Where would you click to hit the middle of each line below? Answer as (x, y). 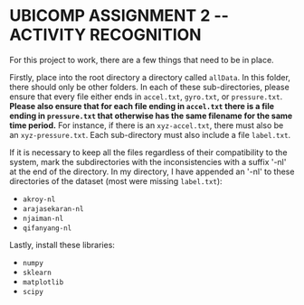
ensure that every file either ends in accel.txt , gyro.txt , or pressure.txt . (146, 97)
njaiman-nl (43, 218)
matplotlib (43, 282)
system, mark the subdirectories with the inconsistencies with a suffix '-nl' (148, 162)
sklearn (37, 273)
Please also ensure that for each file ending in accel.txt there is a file (142, 106)
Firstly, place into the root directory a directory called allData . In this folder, (150, 77)
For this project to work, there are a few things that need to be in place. (142, 60)
